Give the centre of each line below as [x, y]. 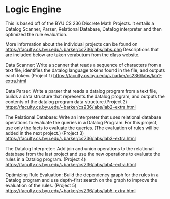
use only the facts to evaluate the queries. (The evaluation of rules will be [82, 128]
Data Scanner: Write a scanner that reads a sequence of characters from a [83, 65]
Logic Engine [33, 9]
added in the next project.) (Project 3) [45, 133]
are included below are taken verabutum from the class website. [73, 55]
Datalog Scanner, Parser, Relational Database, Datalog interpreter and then [83, 29]
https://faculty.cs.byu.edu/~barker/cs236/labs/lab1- [107, 75]
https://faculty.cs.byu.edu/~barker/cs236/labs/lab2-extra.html [70, 107]
